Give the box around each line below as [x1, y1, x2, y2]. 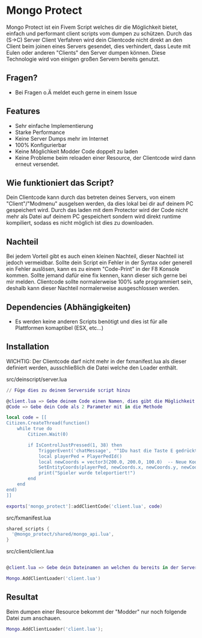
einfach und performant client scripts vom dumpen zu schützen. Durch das [6, 29, 192, 37]
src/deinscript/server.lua [6, 375, 67, 383]
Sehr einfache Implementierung [14, 122, 93, 129]
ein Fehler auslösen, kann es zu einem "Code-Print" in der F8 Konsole [6, 266, 180, 273]
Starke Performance [14, 129, 65, 136]
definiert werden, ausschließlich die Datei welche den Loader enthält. [6, 364, 178, 371]
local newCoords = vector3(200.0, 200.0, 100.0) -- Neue [38, 459, 187, 465]
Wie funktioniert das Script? [6, 178, 114, 188]
